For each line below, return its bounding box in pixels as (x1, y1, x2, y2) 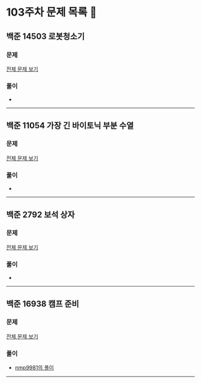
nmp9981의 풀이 (14, 364, 54, 372)
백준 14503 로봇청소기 (6, 31, 85, 41)
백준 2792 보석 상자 (6, 209, 75, 219)
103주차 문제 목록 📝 (6, 5, 97, 19)
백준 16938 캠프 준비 (6, 298, 80, 309)
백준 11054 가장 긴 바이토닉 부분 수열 (6, 120, 134, 131)
